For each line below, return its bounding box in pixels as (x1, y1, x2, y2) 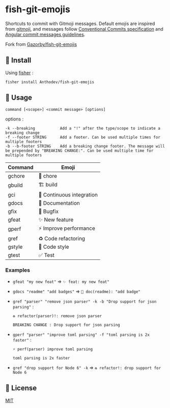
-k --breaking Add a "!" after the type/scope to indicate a (5, 126, 160, 131)
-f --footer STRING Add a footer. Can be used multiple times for (5, 134, 160, 140)
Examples (5, 267, 31, 274)
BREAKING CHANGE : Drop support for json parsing (12, 322, 121, 327)
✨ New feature (38, 216, 74, 223)
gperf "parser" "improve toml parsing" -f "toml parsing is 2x (12, 332, 150, 338)
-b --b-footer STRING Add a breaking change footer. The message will (5, 143, 165, 149)
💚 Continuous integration (38, 191, 98, 198)
